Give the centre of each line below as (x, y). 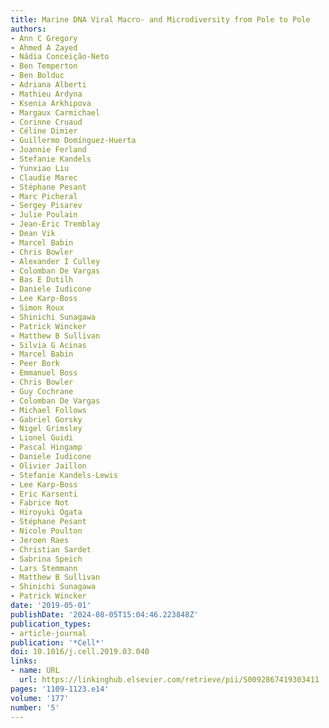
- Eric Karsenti (44, 494)
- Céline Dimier (44, 131)
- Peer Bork (35, 364)
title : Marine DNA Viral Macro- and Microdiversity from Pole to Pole (160, 19)
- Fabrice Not (40, 503)
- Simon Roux (37, 308)
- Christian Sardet (51, 549)
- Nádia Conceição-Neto (60, 57)
